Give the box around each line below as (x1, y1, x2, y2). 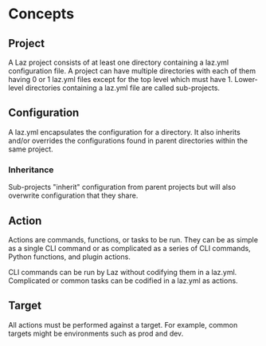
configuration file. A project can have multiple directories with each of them (8, 66, 256, 76)
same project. (8, 144, 53, 154)
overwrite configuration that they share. (8, 191, 139, 200)
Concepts (8, 5, 74, 23)
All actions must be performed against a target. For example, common (8, 320, 238, 329)
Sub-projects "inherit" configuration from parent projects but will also (8, 183, 237, 192)
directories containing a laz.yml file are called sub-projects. (25, 83, 221, 92)
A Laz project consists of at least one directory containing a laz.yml (8, 57, 229, 67)
